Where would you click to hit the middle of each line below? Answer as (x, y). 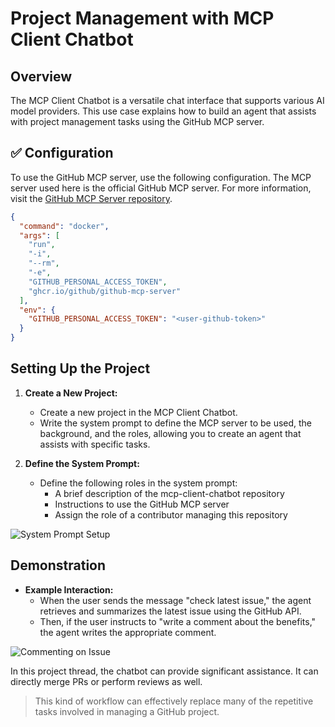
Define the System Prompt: (82, 463)
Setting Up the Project (80, 368)
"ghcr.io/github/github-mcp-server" (105, 291)
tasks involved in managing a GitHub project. (127, 711)
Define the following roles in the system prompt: (138, 483)
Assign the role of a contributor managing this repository (171, 514)
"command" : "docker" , (64, 226)
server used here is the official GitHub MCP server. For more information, (161, 188)
